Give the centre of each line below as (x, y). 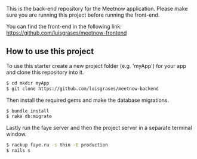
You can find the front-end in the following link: (64, 26)
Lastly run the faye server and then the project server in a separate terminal (99, 128)
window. (16, 134)
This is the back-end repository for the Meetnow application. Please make (97, 9)
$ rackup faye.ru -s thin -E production (57, 145)
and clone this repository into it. (45, 72)
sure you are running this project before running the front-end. (83, 15)
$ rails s (19, 151)
